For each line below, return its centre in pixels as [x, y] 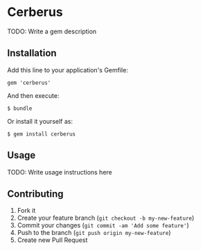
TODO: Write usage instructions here [60, 172]
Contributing [35, 194]
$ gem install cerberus [42, 134]
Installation [32, 53]
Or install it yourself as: [40, 121]
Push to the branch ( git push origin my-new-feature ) [94, 233]
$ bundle [20, 108]
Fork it [26, 211]
